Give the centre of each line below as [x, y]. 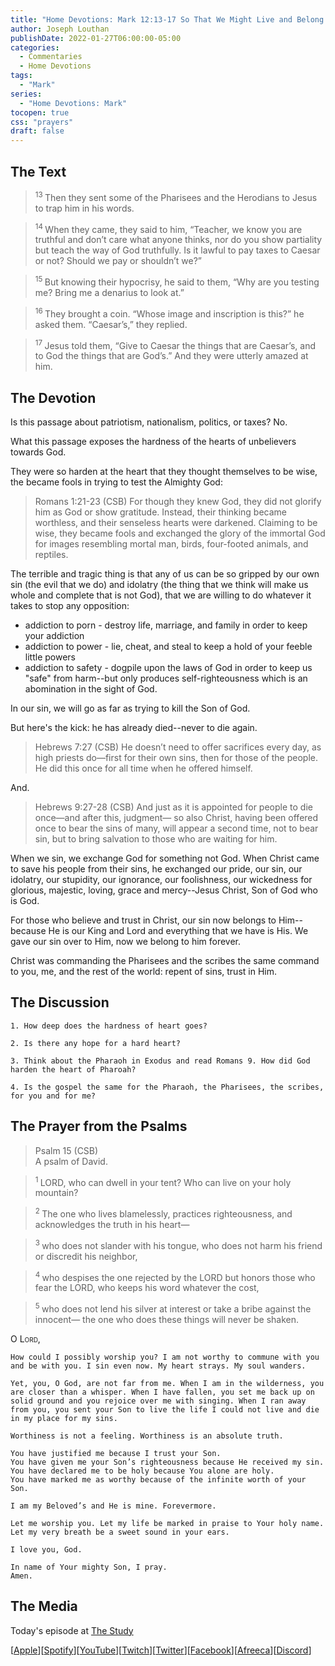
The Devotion [53, 397]
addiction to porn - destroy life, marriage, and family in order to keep [166, 625]
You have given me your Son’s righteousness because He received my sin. [167, 1462]
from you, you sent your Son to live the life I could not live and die [165, 1409]
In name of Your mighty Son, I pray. [89, 1567]
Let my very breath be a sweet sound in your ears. [120, 1532]
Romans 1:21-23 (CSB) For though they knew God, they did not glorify [178, 502]
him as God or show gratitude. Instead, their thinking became [160, 512]
